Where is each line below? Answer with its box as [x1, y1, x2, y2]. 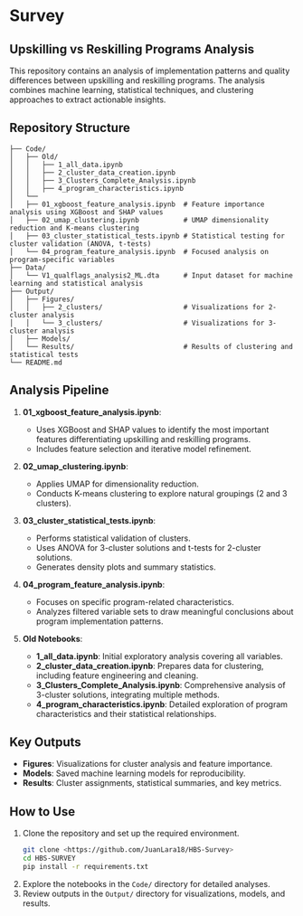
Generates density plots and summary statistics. [35, 562, 216, 572]
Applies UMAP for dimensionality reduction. [35, 478, 199, 489]
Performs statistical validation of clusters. [35, 533, 192, 543]
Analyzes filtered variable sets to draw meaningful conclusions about [35, 606, 294, 617]
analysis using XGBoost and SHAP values [9, 207, 165, 217]
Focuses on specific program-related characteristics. [35, 596, 234, 607]
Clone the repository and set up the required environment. [22, 828, 240, 839]
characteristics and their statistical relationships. [35, 708, 217, 719]
